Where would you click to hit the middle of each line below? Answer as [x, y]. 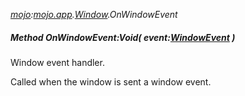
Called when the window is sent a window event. [111, 81]
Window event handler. [57, 62]
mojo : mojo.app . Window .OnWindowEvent [94, 14]
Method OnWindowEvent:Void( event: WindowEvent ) [123, 37]
